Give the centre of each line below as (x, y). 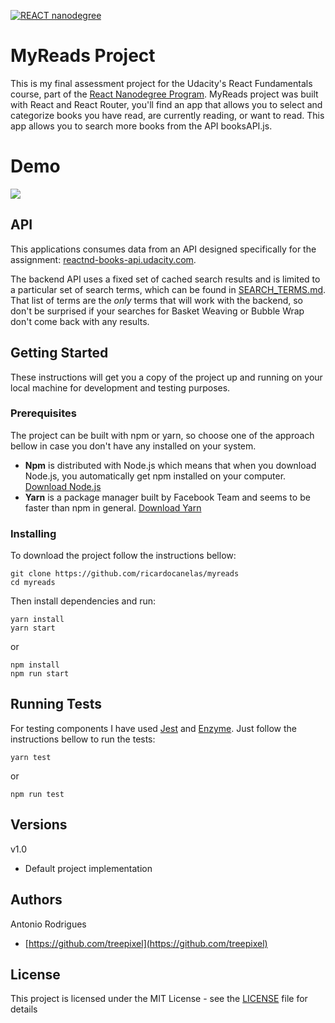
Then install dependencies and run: (83, 601)
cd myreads (33, 583)
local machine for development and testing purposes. (120, 387)
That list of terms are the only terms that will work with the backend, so (156, 300)
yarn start (33, 628)
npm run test (37, 794)
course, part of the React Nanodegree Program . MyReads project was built (164, 94)
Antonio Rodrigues (48, 924)
